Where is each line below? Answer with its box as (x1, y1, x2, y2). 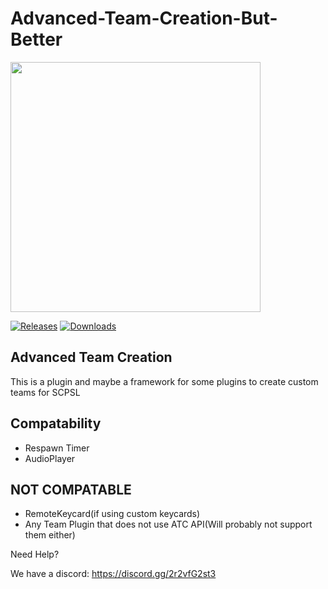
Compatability (10, 415, 102, 432)
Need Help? (10, 548, 60, 561)
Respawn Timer (24, 442, 90, 454)
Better (10, 28, 63, 51)
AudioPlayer (24, 452, 76, 464)
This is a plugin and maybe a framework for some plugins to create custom (10, 375, 319, 387)
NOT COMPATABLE (10, 481, 132, 498)
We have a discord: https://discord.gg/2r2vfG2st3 (10, 568, 217, 580)
